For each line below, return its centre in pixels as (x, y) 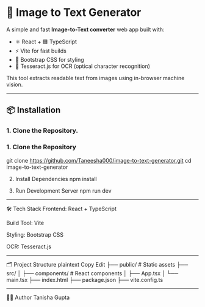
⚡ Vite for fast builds (41, 51)
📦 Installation (34, 110)
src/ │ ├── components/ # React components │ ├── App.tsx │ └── (92, 273)
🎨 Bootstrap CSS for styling (49, 59)
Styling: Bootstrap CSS (35, 234)
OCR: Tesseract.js (29, 246)
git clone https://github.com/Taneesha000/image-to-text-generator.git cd (99, 160)
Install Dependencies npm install (56, 179)
